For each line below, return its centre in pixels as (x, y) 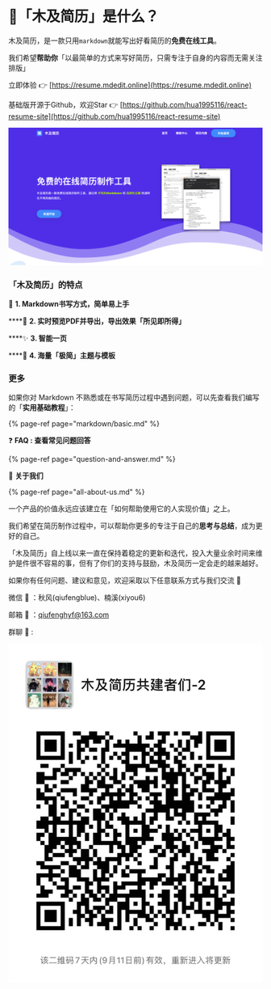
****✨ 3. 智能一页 (38, 338)
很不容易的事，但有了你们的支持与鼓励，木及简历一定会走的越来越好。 (146, 564)
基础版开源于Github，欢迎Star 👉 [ (66, 104)
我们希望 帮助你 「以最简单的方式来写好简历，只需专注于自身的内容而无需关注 (135, 57)
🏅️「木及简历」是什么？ (84, 17)
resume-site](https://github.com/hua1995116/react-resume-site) (115, 116)
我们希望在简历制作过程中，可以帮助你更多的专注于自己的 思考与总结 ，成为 (132, 526)
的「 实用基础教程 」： (42, 408)
